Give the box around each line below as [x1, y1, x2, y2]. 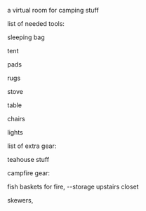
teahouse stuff [7, 156, 50, 163]
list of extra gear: [7, 142, 57, 150]
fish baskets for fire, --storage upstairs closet [7, 182, 139, 191]
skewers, [7, 196, 34, 204]
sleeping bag [7, 33, 46, 41]
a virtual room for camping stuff [7, 6, 100, 14]
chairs [7, 115, 26, 123]
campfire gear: [7, 169, 51, 177]
